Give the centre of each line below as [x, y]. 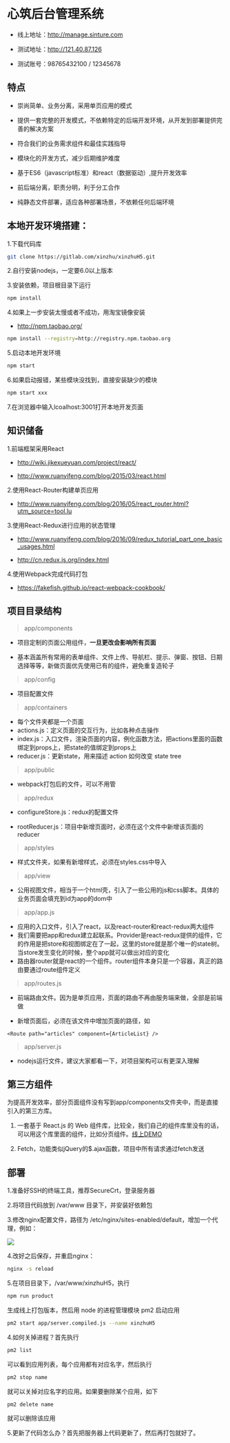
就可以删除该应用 [31, 1418]
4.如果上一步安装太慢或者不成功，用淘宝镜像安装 [76, 312]
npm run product [30, 1296]
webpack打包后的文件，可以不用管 [66, 784]
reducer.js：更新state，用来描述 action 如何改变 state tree [99, 756]
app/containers [45, 707]
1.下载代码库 [24, 243]
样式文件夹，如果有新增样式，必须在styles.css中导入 [92, 862]
